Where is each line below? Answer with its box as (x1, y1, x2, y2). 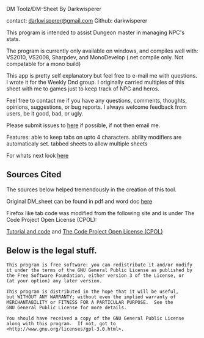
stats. (6, 35, 20, 42)
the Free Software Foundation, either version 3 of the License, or (6, 272, 184, 279)
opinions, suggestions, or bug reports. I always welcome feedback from (6, 103, 188, 111)
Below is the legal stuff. (6, 246, 97, 256)
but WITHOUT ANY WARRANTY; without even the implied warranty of (6, 293, 176, 300)
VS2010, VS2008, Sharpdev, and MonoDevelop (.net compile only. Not (6, 54, 184, 61)
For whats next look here (6, 152, 69, 159)
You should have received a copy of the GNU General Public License (6, 315, 184, 321)
